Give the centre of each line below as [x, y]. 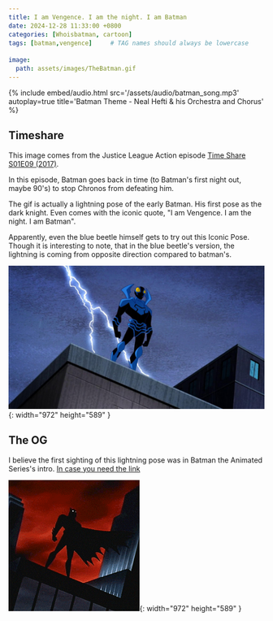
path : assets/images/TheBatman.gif [76, 69]
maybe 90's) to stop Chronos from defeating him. [91, 188]
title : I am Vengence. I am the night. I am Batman [97, 17]
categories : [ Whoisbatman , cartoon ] [70, 34]
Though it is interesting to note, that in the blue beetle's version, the [122, 245]
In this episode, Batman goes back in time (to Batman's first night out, [125, 180]
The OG [28, 440]
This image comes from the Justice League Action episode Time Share [127, 155]
